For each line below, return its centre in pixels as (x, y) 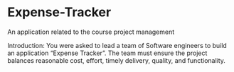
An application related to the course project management (91, 32)
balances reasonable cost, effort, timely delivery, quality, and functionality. (117, 60)
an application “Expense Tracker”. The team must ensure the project (107, 53)
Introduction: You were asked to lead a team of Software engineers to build (117, 45)
